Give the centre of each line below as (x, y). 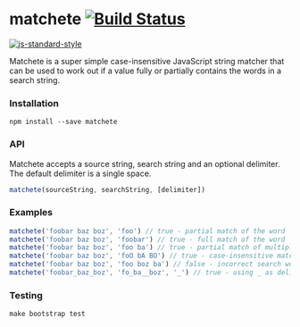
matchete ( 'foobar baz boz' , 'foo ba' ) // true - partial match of (135, 247)
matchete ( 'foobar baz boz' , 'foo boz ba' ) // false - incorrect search (145, 264)
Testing (26, 295)
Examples (31, 213)
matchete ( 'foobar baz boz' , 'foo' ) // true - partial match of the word (147, 231)
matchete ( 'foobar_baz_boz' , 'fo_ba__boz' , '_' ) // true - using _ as (142, 272)
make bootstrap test (48, 314)
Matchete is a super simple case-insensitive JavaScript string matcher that (147, 61)
